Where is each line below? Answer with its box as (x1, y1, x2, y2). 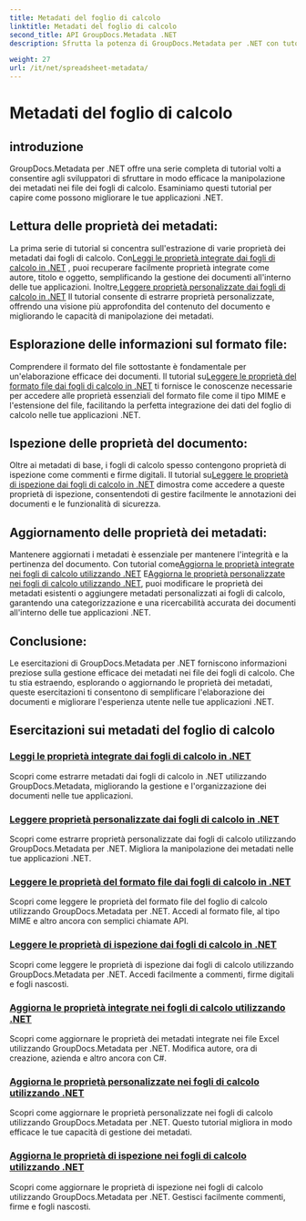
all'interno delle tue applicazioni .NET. (9, 607, 152, 618)
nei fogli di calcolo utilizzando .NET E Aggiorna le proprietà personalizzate (9, 568, 285, 579)
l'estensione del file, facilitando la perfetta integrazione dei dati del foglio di (9, 400, 291, 411)
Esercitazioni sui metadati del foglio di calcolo (9, 723, 276, 738)
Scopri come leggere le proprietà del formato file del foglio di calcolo (9, 896, 269, 907)
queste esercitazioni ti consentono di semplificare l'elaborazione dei (9, 687, 266, 697)
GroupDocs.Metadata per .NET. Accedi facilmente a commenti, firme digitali (9, 969, 294, 980)
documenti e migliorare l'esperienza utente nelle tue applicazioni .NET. (9, 697, 275, 707)
